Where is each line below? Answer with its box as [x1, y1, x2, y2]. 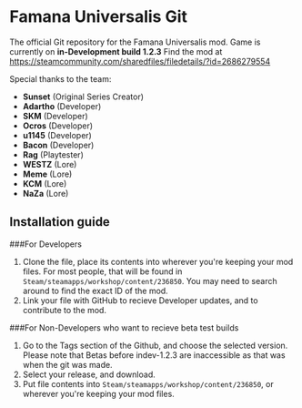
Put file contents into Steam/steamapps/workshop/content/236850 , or [22, 378, 275, 389]
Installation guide [9, 214, 111, 229]
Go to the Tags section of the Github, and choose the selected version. [22, 340, 288, 351]
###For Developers [9, 239, 82, 250]
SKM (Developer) [22, 110, 88, 121]
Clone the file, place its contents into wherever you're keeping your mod [22, 256, 294, 267]
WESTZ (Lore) [22, 158, 77, 169]
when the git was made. [22, 359, 113, 370]
